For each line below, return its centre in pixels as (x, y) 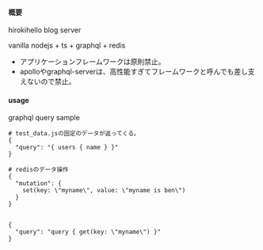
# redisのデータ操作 (38, 170)
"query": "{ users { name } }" (67, 148)
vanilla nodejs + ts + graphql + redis (67, 45)
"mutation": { (38, 184)
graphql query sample (44, 118)
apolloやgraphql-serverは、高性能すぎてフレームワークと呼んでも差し (133, 72)
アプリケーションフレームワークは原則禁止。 (92, 62)
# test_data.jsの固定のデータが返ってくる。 (74, 134)
